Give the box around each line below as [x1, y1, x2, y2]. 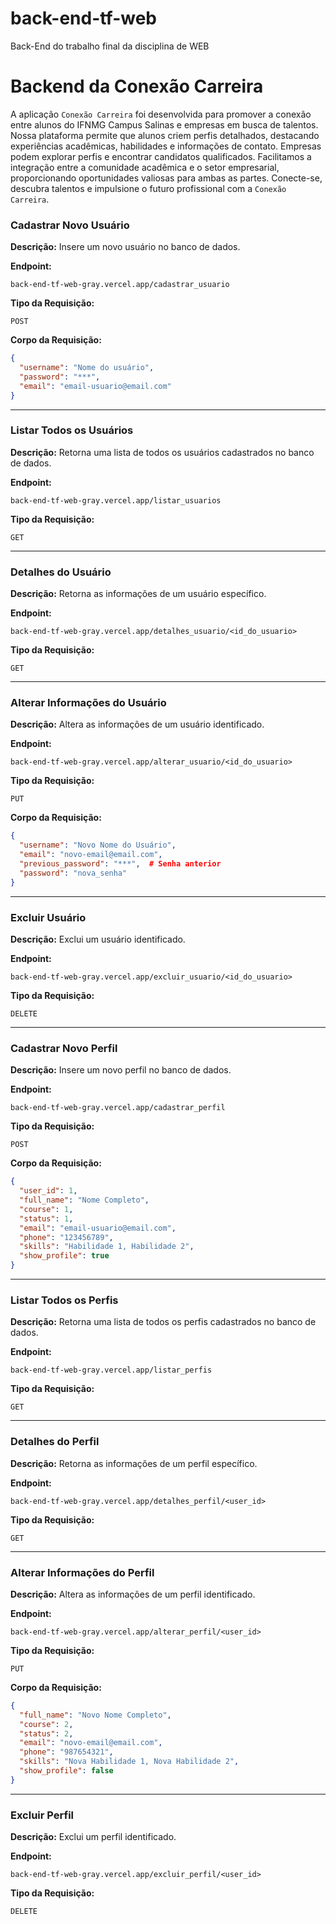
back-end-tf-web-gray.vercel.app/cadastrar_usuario [10, 280, 230, 290]
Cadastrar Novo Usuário [10, 218, 130, 232]
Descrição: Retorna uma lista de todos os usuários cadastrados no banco [10, 446, 315, 458]
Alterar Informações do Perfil [10, 1565, 155, 1579]
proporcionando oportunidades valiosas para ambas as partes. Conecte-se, [10, 172, 323, 184]
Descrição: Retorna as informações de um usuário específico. [10, 588, 267, 600]
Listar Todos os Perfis [10, 1293, 119, 1307]
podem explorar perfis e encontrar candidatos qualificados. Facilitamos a [10, 150, 312, 162]
